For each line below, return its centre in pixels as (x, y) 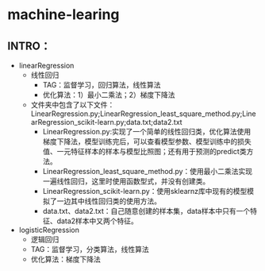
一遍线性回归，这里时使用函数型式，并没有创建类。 (126, 181)
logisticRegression (49, 230)
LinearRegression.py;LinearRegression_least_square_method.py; (136, 114)
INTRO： (29, 46)
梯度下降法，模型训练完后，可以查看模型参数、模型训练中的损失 (147, 141)
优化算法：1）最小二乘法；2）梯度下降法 (109, 95)
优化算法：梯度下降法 (65, 259)
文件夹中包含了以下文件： (73, 105)
